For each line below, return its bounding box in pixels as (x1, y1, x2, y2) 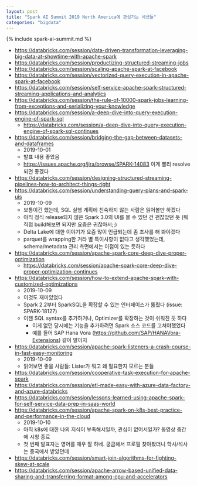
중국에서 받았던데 (29, 448, 69, 455)
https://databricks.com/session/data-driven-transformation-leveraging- (14, 47, 188, 54)
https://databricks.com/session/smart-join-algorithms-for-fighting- (14, 454, 177, 461)
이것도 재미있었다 (23, 294, 63, 301)
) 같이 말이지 (58, 337, 87, 344)
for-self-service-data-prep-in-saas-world (14, 401, 116, 408)
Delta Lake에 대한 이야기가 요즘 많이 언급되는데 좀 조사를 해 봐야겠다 (23, 228, 181, 235)
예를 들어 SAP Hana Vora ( (32, 329, 95, 337)
